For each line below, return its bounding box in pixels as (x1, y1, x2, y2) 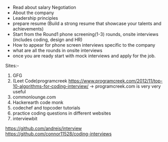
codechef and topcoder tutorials (12, 105, 81, 111)
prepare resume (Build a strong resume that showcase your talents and (12, 20, 161, 26)
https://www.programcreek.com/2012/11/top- (68, 78, 163, 84)
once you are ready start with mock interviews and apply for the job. (12, 53, 156, 59)
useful (12, 89, 26, 94)
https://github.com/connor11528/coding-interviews (5, 131, 112, 136)
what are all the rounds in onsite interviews (12, 48, 103, 53)
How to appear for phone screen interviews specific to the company (12, 42, 156, 48)
